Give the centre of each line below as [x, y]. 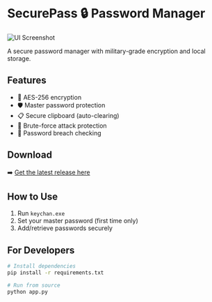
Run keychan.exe [41, 213]
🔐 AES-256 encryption [49, 97]
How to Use [33, 196]
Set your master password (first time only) [78, 221]
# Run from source [34, 285]
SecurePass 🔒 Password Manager [106, 14]
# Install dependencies [42, 266]
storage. [19, 58]
